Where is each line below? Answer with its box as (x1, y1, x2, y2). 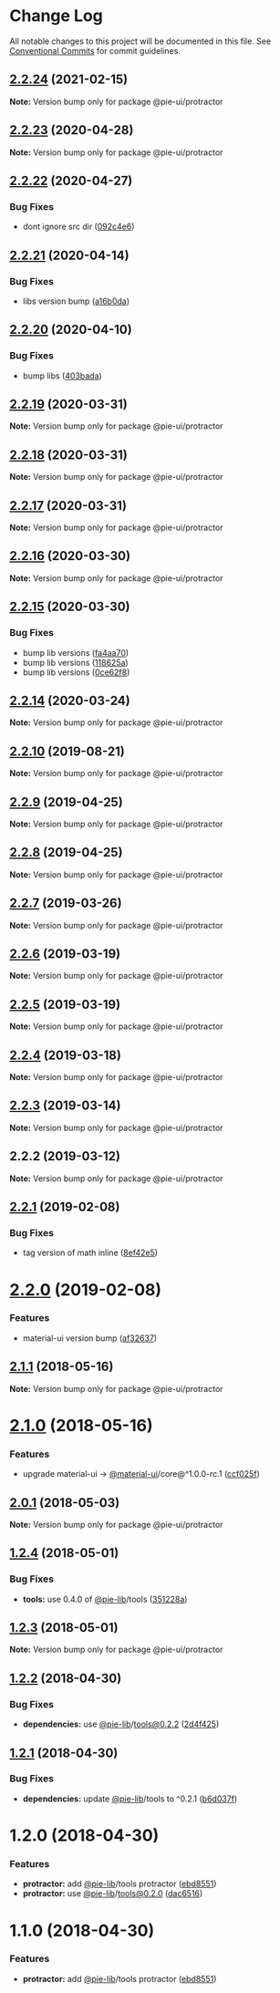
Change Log (9, 5, 103, 26)
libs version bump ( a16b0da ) (22, 296, 130, 306)
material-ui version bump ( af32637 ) (22, 1333, 158, 1344)
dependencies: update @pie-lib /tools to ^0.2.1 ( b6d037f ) (22, 1793, 238, 1804)
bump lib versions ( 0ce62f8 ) (22, 667, 130, 678)
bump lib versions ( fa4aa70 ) (22, 647, 130, 658)
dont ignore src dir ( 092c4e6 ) (22, 221, 135, 233)
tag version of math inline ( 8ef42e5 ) (22, 1247, 158, 1259)
